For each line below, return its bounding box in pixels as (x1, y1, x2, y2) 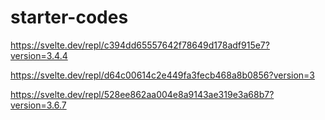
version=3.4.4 (10, 49, 68, 61)
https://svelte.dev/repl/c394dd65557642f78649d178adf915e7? (10, 39, 270, 51)
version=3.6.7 (10, 99, 67, 111)
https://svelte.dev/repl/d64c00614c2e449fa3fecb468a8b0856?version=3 (10, 69, 316, 81)
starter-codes (10, 6, 129, 29)
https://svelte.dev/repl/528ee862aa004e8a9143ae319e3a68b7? (10, 88, 275, 100)
